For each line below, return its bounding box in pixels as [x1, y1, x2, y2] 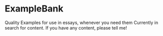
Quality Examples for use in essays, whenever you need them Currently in [5, 19, 158, 25]
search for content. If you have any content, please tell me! [5, 24, 127, 30]
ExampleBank [5, 3, 64, 14]
